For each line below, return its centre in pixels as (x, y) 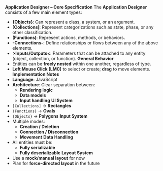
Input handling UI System (46, 100)
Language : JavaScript (35, 79)
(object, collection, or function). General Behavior (63, 58)
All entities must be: (32, 142)
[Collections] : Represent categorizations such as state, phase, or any (83, 27)
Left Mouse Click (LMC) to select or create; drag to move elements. (81, 69)
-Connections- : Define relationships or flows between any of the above (85, 43)
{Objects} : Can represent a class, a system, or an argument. (74, 22)
